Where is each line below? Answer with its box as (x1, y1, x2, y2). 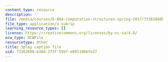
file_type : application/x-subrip (5, 21, 75, 26)
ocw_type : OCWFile (5, 35, 43, 40)
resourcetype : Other (5, 40, 48, 45)
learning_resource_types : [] (5, 26, 66, 31)
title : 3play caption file (5, 44, 61, 49)
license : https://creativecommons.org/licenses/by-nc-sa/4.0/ (5, 30, 137, 35)
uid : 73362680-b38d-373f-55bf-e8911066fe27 (5, 49, 97, 54)
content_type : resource (5, 7, 55, 12)
